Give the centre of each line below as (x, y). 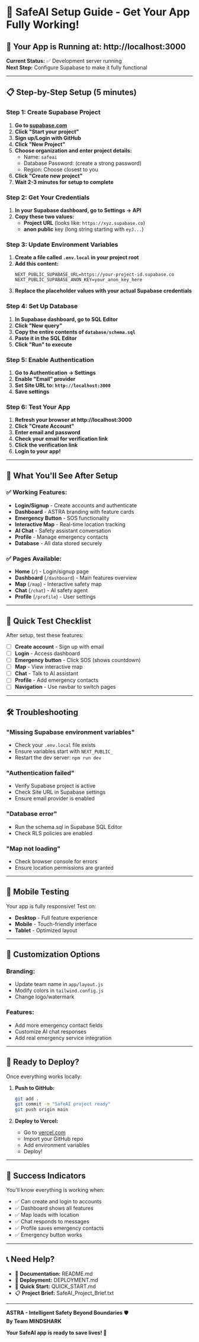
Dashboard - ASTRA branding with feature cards (74, 511)
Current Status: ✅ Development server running (64, 61)
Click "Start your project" (47, 131)
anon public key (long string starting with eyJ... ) (84, 229)
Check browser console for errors (56, 861)
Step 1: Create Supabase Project (53, 112)
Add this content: (37, 264)
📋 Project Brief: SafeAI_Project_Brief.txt (64, 1293)
